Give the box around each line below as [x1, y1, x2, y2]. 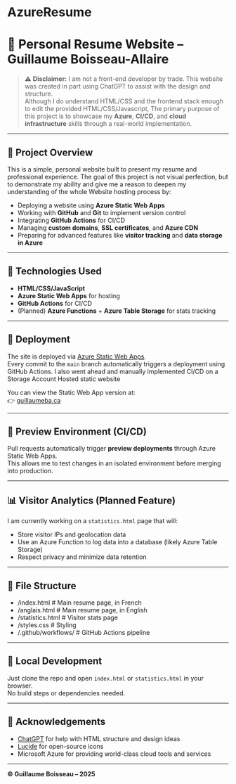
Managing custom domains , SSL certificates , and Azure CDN [17, 223, 199, 232]
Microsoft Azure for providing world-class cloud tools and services [17, 750, 211, 758]
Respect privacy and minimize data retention [17, 553, 147, 561]
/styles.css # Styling [17, 621, 77, 629]
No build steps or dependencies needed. [7, 688, 126, 697]
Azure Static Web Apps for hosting [17, 291, 121, 300]
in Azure [17, 238, 44, 247]
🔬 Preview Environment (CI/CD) [7, 425, 147, 437]
